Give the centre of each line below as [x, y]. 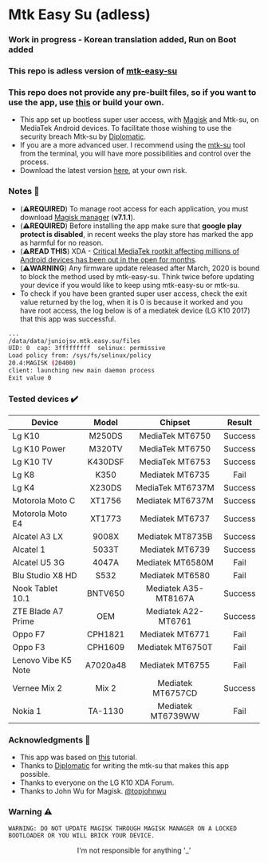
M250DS [106, 436]
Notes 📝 [24, 191]
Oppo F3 [29, 648]
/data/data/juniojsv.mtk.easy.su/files [75, 341]
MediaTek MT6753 [175, 462]
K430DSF [106, 462]
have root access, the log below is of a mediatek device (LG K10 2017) [135, 310]
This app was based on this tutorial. [79, 757]
